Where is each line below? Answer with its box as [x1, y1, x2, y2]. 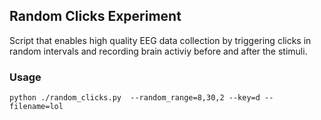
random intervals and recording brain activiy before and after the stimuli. [9, 45, 308, 57]
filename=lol [9, 102, 64, 112]
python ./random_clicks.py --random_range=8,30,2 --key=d [9, 93, 261, 103]
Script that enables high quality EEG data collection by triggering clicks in [9, 34, 312, 46]
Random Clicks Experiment [9, 8, 182, 25]
